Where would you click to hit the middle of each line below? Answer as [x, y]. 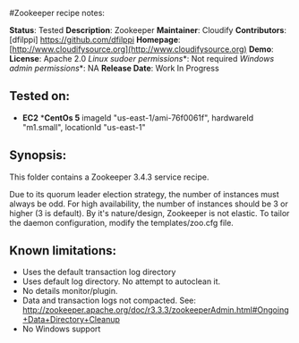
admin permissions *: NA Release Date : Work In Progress [114, 68]
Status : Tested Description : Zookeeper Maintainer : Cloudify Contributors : [148, 30]
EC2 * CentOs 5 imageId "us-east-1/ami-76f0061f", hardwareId [138, 117]
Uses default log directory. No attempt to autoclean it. [121, 281]
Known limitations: [63, 251]
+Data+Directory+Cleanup [71, 320]
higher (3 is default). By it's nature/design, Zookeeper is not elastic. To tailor [149, 213]
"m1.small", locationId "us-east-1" [84, 127]
